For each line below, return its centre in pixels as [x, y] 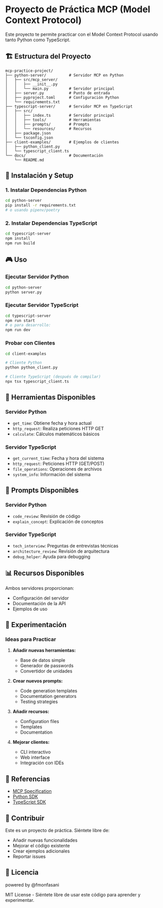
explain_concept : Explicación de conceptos [58, 522]
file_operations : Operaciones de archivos [57, 469]
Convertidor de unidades [46, 671]
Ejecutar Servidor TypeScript [42, 305]
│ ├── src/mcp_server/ [31, 80]
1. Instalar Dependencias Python [46, 190]
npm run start [20, 320]
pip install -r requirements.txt [41, 205]
